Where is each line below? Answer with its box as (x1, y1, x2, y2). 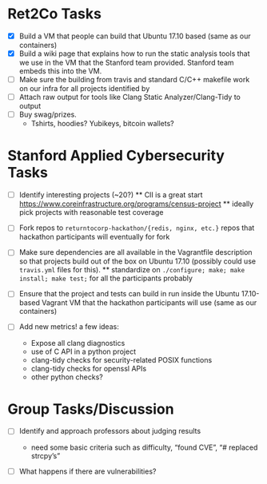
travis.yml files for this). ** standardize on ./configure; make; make (18, 265, 245, 275)
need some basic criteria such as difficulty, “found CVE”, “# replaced (30, 442, 258, 452)
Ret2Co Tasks (7, 5, 102, 23)
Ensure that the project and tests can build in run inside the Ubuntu (18, 289, 241, 299)
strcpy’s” (30, 450, 61, 460)
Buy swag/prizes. (18, 109, 77, 120)
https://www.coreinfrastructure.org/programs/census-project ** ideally (18, 199, 254, 208)
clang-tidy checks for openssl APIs (30, 363, 147, 373)
